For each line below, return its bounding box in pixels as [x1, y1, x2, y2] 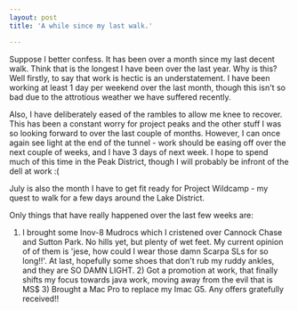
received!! [21, 293, 60, 304]
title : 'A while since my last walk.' [9, 21, 153, 30]
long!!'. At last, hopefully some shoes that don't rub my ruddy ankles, [21, 255, 275, 266]
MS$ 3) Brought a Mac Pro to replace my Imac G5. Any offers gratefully [21, 283, 285, 294]
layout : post [9, 12, 58, 22]
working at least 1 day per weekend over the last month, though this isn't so [9, 82, 286, 93]
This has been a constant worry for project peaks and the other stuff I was [9, 118, 282, 129]
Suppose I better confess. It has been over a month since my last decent [9, 53, 276, 64]
